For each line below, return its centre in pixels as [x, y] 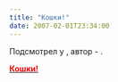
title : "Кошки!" [39, 17]
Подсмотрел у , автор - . [56, 51]
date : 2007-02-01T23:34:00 [59, 26]
